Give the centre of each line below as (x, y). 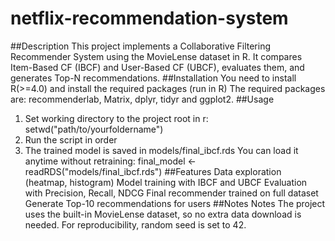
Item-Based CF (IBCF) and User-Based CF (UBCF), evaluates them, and (157, 67)
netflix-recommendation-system (149, 18)
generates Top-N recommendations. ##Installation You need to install (153, 78)
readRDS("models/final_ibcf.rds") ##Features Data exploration (153, 171)
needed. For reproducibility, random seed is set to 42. (135, 224)
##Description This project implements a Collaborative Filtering (141, 46)
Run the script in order (71, 139)
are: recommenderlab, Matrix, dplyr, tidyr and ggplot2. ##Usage (142, 99)
